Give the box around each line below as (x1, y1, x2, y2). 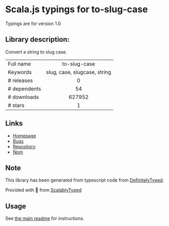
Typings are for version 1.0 (5, 20, 61, 27)
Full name (8, 60, 32, 67)
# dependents (8, 85, 42, 92)
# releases (8, 77, 33, 84)
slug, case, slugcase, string (46, 68, 111, 76)
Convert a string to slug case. (5, 48, 67, 55)
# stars (8, 102, 24, 109)
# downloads (8, 93, 39, 101)
